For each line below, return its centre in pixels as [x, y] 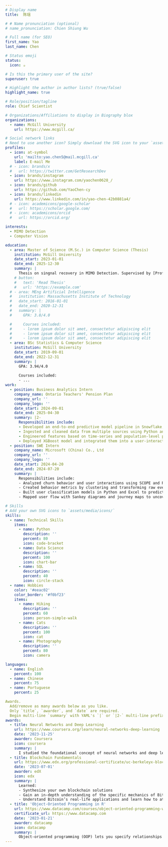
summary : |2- [28, 418]
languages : [16, 664]
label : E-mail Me [32, 162]
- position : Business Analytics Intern [51, 390]
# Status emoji [21, 56]
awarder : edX [28, 772]
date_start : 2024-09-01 [39, 408]
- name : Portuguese [30, 688]
